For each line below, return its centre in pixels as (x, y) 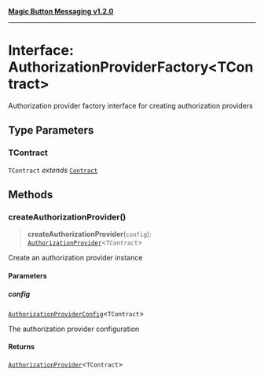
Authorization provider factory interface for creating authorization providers (130, 105)
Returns (22, 347)
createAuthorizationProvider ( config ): (89, 234)
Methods (31, 195)
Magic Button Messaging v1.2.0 (61, 11)
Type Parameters (51, 130)
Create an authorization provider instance (75, 258)
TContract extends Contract (53, 170)
